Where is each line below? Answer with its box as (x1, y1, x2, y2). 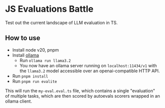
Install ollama (12, 52, 39, 58)
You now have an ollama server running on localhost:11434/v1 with (19, 62, 157, 68)
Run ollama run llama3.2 (19, 57, 71, 63)
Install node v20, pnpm (12, 47, 59, 53)
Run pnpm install (12, 73, 48, 79)
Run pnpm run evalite (12, 78, 57, 84)
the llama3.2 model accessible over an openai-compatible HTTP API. (19, 68, 160, 74)
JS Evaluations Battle (5, 3, 94, 15)
